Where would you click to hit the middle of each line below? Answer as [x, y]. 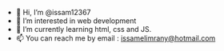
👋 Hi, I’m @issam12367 [53, 12]
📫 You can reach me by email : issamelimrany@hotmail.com [116, 38]
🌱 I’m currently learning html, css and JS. [84, 29]
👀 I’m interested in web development [76, 21]
